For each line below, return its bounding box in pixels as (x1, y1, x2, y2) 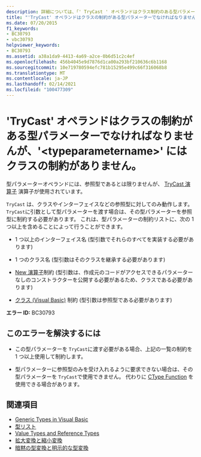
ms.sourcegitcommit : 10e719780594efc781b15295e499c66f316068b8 (6, 64, 167, 71)
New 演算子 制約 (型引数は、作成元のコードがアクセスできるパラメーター (14, 268, 193, 276)
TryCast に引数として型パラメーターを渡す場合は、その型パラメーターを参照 (6, 208, 193, 215)
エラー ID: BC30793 (6, 309, 55, 316)
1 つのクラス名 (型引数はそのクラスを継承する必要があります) (14, 256, 166, 263)
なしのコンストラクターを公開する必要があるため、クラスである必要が (14, 276, 188, 283)
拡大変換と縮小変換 (14, 437, 63, 444)
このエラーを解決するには (6, 328, 100, 338)
